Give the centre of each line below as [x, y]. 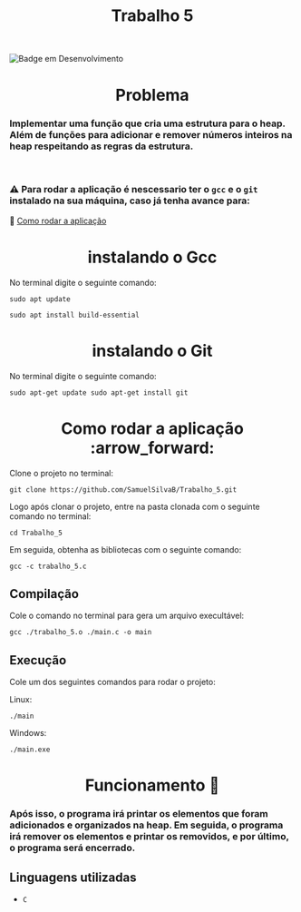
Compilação [44, 594]
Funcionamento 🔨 [152, 785]
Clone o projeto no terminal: [61, 473]
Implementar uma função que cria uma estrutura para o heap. [147, 123]
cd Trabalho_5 [36, 533]
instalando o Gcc [152, 257]
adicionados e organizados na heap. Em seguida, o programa [146, 825]
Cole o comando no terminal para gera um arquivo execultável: [127, 616]
